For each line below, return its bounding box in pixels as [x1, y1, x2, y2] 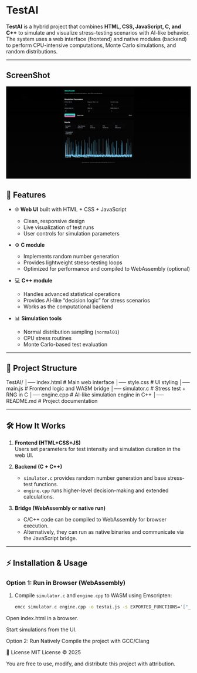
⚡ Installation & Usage [6, 558, 88, 568]
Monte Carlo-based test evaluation [23, 341, 108, 348]
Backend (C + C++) [14, 463, 63, 470]
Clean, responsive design [23, 217, 85, 224]
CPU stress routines [23, 334, 72, 341]
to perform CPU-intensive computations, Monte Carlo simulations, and [6, 42, 176, 49]
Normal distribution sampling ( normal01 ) [23, 328, 120, 335]
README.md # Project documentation [6, 398, 98, 405]
